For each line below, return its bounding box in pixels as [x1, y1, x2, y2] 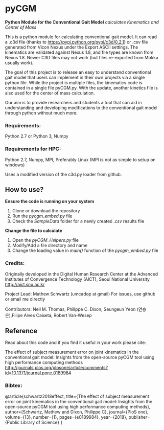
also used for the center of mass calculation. [5, 90, 95, 96]
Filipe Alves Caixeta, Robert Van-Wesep [12, 312, 92, 318]
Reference [5, 327, 38, 335]
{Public [5, 419, 20, 425]
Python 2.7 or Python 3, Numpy [5, 133, 69, 139]
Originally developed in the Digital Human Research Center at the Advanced [5, 271, 158, 277]
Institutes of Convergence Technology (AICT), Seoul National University [5, 276, 150, 282]
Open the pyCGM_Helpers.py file [12, 237, 79, 243]
